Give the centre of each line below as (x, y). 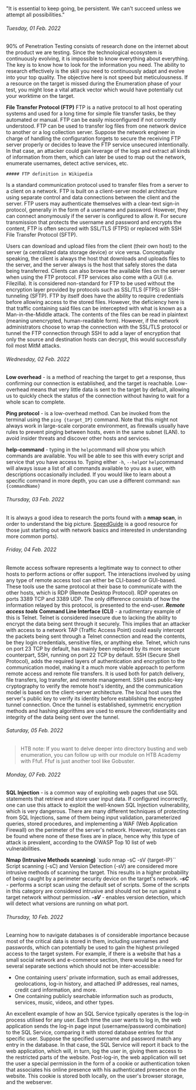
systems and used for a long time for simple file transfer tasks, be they (91, 114)
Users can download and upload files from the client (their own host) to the (97, 246)
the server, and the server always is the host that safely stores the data (92, 265)
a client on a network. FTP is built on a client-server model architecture (92, 191)
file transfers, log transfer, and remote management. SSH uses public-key (95, 679)
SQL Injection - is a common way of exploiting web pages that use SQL (92, 792)
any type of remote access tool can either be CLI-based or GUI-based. (91, 580)
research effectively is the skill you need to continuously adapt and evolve (95, 71)
